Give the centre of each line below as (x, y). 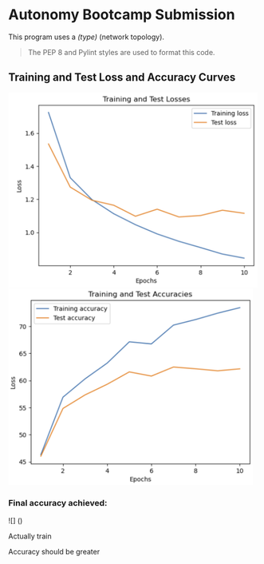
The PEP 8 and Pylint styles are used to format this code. (121, 52)
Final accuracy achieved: (58, 503)
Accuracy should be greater (54, 551)
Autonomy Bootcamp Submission (122, 15)
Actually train (30, 536)
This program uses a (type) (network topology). (87, 37)
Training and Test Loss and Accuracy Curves (122, 77)
